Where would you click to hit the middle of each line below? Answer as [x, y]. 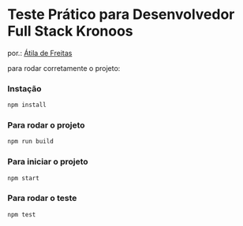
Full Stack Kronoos [70, 31]
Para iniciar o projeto [48, 161]
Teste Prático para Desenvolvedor [121, 15]
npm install [27, 105]
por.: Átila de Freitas [40, 53]
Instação [24, 88]
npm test [22, 214]
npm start [24, 178]
